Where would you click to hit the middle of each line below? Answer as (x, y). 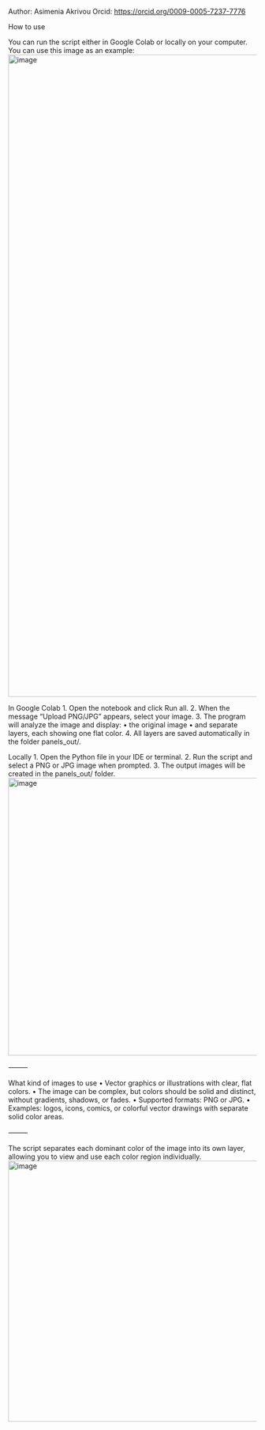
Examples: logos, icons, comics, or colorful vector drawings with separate (128, 1108)
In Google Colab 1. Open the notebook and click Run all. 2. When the (119, 708)
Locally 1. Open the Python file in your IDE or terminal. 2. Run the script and (130, 757)
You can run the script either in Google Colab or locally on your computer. (128, 42)
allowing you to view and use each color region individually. (105, 1156)
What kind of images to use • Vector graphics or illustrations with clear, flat (130, 1083)
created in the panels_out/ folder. (62, 773)
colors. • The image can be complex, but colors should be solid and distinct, (132, 1091)
